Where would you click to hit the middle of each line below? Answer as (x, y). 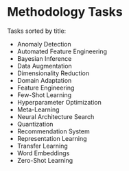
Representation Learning (52, 138)
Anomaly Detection (44, 44)
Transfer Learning (43, 146)
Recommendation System (54, 131)
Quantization (35, 124)
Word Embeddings (43, 153)
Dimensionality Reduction (53, 73)
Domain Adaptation (44, 80)
